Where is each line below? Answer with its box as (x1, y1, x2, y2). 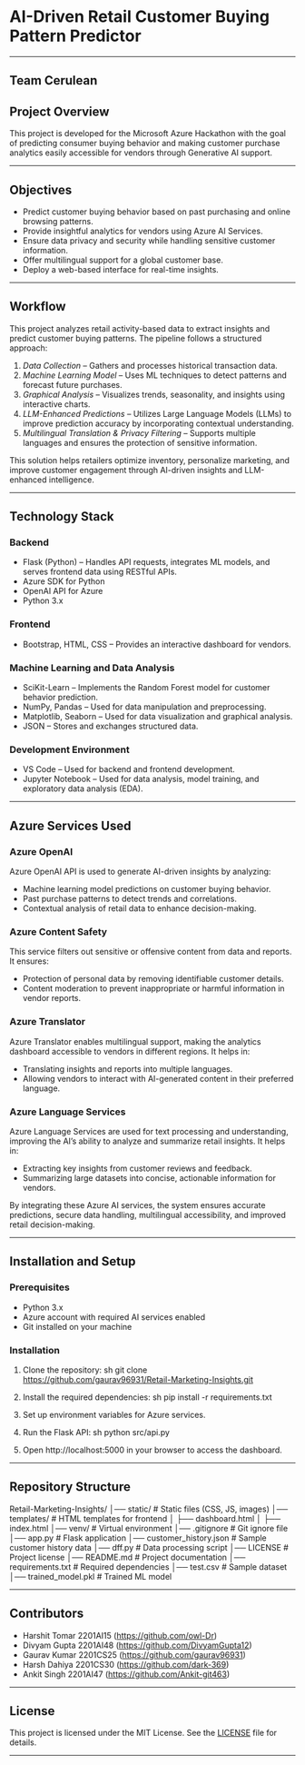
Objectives (9, 182, 73, 197)
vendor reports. (22, 993, 82, 1004)
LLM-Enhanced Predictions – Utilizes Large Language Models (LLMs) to (22, 408, 292, 419)
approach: (9, 342, 48, 353)
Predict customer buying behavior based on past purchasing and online (22, 206, 290, 217)
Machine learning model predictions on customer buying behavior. (22, 884, 271, 895)
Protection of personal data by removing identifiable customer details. (22, 974, 284, 985)
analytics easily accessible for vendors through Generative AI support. (9, 147, 273, 158)
